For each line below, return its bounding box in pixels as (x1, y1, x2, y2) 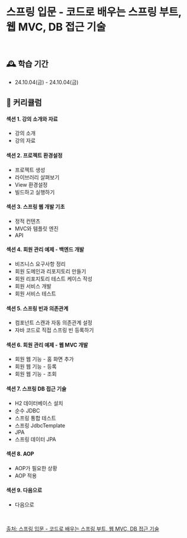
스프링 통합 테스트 (14, 414, 56, 421)
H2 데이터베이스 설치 (14, 399, 63, 407)
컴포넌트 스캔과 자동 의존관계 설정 (14, 319, 93, 326)
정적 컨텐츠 (14, 218, 41, 225)
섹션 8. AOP (6, 450, 34, 458)
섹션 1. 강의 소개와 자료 (6, 115, 58, 122)
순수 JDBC (14, 407, 40, 414)
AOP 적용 (14, 472, 37, 479)
